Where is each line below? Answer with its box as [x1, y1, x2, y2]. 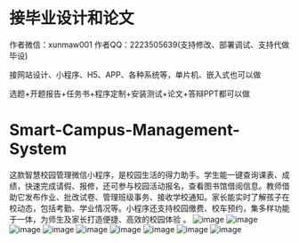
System [9, 139, 68, 159]
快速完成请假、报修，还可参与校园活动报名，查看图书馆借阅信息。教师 [24, 180, 282, 191]
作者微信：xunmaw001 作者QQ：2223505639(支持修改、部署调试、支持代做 [9, 39, 290, 50]
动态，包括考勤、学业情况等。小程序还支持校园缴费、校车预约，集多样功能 [16, 202, 290, 214]
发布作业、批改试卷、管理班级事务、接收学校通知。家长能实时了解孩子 [24, 191, 282, 202]
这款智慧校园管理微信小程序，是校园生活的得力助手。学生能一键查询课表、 [9, 169, 282, 180]
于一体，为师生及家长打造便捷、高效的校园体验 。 [9, 214, 191, 224]
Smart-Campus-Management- [9, 120, 240, 141]
